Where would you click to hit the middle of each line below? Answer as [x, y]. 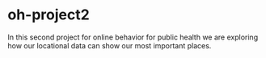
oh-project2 [49, 15]
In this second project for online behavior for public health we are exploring [133, 37]
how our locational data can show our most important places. [110, 45]
